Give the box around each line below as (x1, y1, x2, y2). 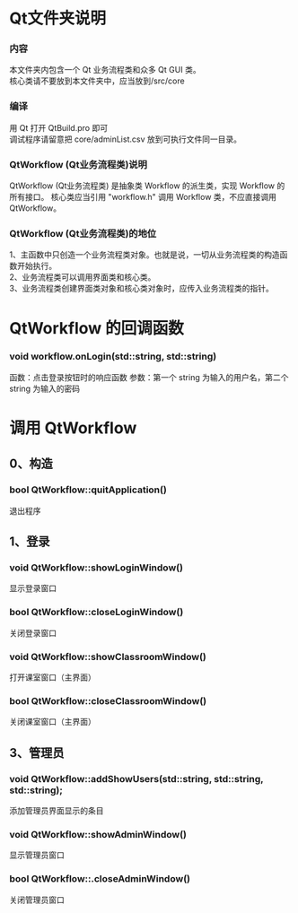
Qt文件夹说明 (9, 8, 107, 29)
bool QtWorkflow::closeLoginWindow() (9, 606, 184, 619)
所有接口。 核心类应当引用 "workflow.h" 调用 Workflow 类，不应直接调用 (9, 192, 276, 203)
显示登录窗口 (9, 583, 57, 594)
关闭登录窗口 (9, 627, 57, 638)
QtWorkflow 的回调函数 (9, 317, 184, 338)
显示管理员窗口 (9, 849, 65, 861)
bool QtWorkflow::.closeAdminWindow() (9, 873, 191, 885)
